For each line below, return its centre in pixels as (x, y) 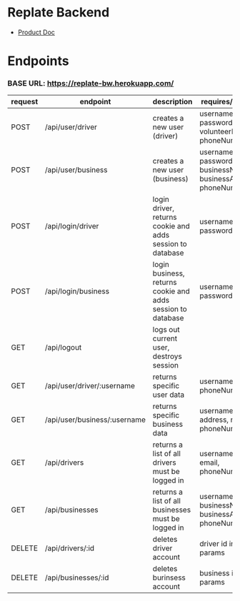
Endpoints (38, 61)
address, (214, 420)
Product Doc (36, 32)
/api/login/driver (72, 226)
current (165, 338)
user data (168, 395)
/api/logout (64, 348)
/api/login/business (77, 291)
